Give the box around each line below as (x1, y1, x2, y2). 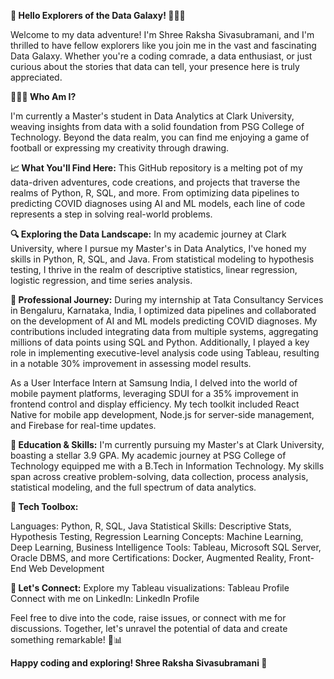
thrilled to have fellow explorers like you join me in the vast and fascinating (10, 40, 317, 51)
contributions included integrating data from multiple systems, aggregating (10, 326, 319, 337)
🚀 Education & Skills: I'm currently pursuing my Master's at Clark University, (10, 439, 325, 450)
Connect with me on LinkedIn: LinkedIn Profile (10, 593, 200, 604)
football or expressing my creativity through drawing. (10, 142, 230, 154)
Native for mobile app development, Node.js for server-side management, (10, 409, 315, 420)
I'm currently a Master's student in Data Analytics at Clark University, (10, 110, 295, 122)
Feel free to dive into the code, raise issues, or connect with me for (10, 612, 287, 624)
